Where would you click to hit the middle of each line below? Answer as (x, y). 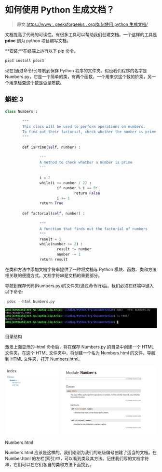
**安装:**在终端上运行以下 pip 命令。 (42, 51)
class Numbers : (21, 111)
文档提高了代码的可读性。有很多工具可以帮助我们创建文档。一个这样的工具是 (81, 34)
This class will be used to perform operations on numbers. (84, 127)
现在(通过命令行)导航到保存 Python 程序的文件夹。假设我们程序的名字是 (76, 70)
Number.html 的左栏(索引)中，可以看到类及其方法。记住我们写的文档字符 (77, 458)
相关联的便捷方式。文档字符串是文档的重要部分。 (54, 275)
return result (54, 259)
